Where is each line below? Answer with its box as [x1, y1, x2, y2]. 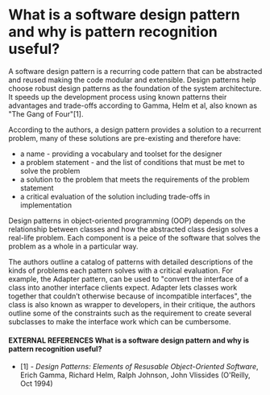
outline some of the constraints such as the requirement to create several [8, 308, 252, 318]
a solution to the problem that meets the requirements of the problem [19, 175, 250, 184]
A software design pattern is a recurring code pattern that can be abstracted [8, 66, 263, 76]
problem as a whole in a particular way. [8, 241, 139, 251]
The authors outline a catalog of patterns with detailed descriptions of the [8, 257, 254, 266]
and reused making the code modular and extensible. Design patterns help [8, 75, 256, 84]
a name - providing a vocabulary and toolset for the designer [19, 149, 222, 158]
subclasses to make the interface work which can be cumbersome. [8, 316, 231, 327]
